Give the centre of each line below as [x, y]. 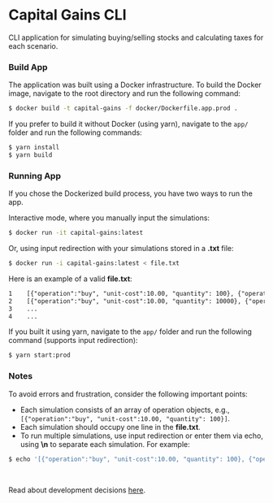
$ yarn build [30, 155]
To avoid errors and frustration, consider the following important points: [128, 394]
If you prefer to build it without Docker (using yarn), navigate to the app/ [128, 124]
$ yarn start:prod [39, 355]
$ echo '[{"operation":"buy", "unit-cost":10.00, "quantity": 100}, [127, 459]
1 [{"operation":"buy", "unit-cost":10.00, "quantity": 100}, [121, 293]
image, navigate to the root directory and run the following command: [125, 93]
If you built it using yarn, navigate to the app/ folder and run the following [130, 332]
